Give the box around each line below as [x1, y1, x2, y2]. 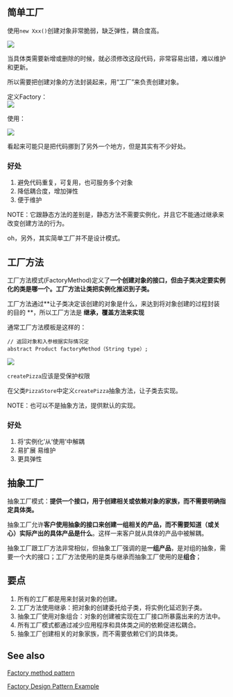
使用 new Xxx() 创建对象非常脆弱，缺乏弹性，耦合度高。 [7, 26, 163, 35]
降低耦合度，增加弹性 [17, 187, 78, 195]
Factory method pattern [7, 668, 75, 677]
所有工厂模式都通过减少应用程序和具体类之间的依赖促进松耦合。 [17, 620, 200, 629]
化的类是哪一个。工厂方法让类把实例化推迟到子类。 [7, 285, 153, 293]
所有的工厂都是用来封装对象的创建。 [17, 594, 121, 603]
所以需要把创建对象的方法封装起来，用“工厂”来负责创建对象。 [7, 77, 183, 86]
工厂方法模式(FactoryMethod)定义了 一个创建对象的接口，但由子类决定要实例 [7, 275, 225, 284]
